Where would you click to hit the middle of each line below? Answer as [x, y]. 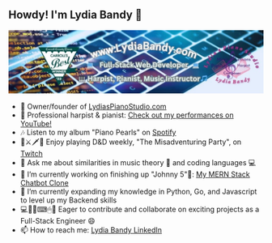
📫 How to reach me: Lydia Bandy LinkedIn [91, 230]
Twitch [31, 154]
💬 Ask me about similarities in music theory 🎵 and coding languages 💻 [138, 163]
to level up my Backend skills [68, 200]
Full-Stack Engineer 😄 [57, 221]
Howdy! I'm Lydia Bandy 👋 [75, 15]
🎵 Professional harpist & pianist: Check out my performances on [127, 115]
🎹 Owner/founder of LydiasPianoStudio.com [93, 107]
